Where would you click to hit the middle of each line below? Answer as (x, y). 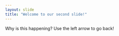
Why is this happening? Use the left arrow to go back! (60, 28)
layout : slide (20, 10)
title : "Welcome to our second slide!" (46, 14)
